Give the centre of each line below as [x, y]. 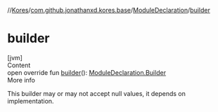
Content [19, 65]
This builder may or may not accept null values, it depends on [97, 93]
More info [21, 80]
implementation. [31, 101]
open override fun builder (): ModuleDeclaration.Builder [87, 72]
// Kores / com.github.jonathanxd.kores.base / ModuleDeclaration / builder [109, 10]
